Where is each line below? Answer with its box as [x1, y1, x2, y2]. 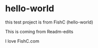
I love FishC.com [5, 38, 40, 44]
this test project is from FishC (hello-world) [5, 19, 94, 25]
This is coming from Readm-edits [5, 28, 74, 34]
